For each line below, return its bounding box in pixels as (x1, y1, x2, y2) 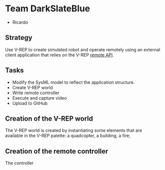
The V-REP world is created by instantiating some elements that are (5, 128, 142, 134)
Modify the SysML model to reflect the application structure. (12, 79, 135, 85)
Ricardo (12, 19, 29, 25)
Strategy (5, 34, 33, 42)
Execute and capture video (12, 95, 67, 101)
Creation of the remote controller (5, 147, 108, 155)
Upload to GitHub (12, 100, 48, 106)
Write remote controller (12, 90, 60, 96)
